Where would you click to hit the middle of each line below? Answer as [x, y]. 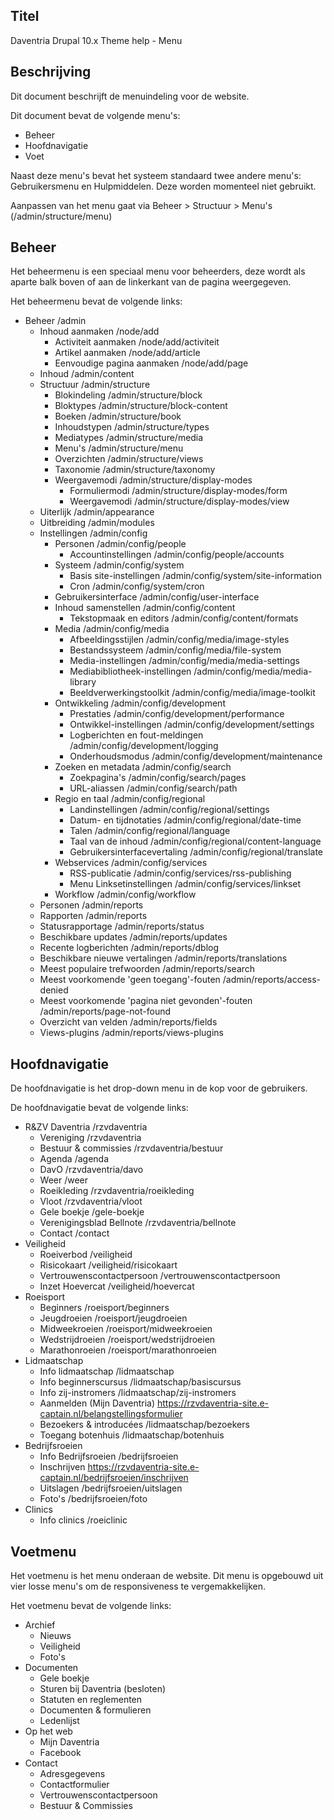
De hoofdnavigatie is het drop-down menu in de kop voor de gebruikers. [159, 1088]
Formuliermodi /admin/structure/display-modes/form [178, 491]
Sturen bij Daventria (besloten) [103, 1689]
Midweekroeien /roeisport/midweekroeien [126, 1329]
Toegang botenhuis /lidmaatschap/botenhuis [132, 1435]
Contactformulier [74, 1785]
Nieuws [55, 1636]
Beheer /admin [55, 321]
